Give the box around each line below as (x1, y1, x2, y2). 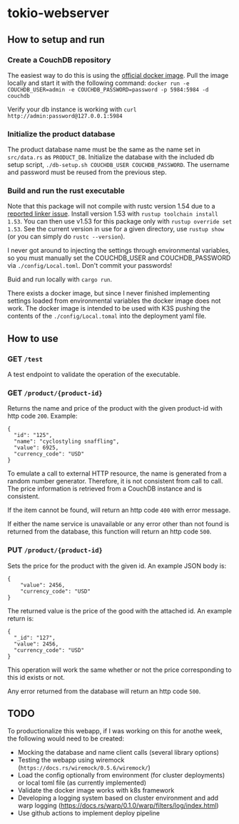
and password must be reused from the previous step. (7, 168, 167, 176)
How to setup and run (7, 34, 105, 46)
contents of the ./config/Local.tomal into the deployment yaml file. (7, 312, 207, 321)
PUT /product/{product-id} (7, 545, 103, 555)
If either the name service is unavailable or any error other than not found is (7, 520, 230, 528)
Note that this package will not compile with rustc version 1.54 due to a (7, 202, 215, 211)
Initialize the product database (7, 129, 116, 139)
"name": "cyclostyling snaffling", (14, 438, 120, 446)
